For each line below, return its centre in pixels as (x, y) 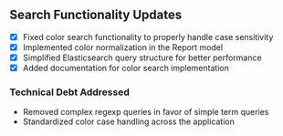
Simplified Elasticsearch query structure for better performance (142, 58)
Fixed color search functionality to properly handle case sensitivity (148, 37)
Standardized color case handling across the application (129, 121)
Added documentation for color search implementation (126, 68)
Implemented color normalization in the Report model (123, 47)
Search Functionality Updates (96, 15)
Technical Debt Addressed (69, 92)
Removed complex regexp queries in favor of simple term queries (146, 112)
